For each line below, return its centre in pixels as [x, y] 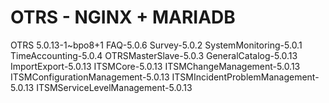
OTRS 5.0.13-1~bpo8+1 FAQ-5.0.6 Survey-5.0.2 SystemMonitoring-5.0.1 [156, 45]
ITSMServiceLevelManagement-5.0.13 [114, 87]
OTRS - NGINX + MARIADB [123, 17]
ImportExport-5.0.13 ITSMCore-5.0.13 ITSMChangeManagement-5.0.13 [155, 66]
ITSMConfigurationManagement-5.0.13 [90, 77]
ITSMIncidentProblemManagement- [245, 77]
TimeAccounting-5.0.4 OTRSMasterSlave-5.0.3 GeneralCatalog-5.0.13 [154, 55]
